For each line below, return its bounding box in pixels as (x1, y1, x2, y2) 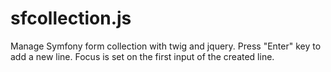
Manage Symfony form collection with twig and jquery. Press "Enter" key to (10, 40, 322, 52)
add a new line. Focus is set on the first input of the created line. (10, 50, 275, 62)
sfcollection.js (10, 7, 132, 30)
